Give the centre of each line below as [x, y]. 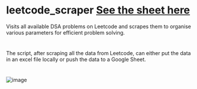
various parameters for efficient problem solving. [65, 32]
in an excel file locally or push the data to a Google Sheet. [76, 60]
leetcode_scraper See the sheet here [98, 10]
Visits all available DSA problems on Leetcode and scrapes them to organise [99, 26]
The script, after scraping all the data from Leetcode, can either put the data [98, 53]
